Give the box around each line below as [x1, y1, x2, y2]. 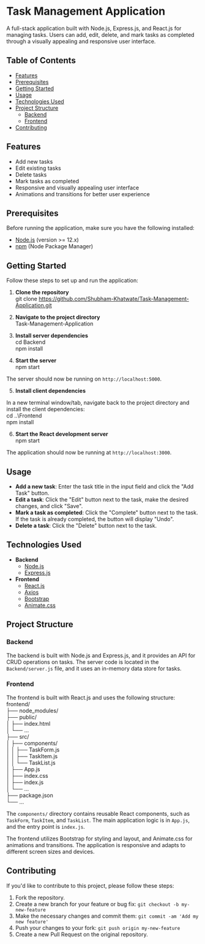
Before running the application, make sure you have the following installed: [6, 224, 195, 232]
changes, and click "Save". [15, 503, 83, 509]
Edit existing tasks [15, 164, 61, 172]
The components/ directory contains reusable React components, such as [6, 810, 190, 817]
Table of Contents [6, 55, 76, 66]
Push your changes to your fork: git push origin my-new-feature [15, 924, 181, 931]
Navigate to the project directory [15, 314, 100, 321]
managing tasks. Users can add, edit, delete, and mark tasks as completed [6, 31, 195, 38]
